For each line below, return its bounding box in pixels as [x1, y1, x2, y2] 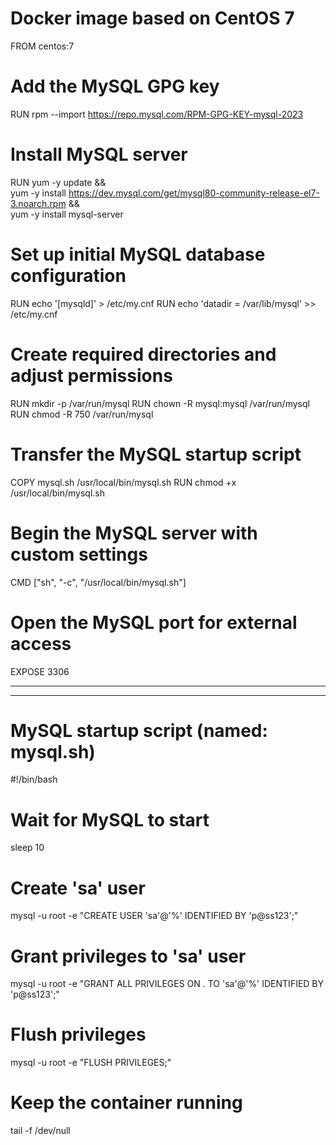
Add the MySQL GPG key [10, 75, 220, 98]
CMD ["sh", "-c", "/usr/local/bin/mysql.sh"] [10, 576, 187, 588]
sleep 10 [10, 842, 45, 854]
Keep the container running [10, 1092, 243, 1114]
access [10, 632, 72, 655]
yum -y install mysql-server [10, 208, 124, 220]
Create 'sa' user [10, 877, 146, 899]
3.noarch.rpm [10, 197, 67, 209]
